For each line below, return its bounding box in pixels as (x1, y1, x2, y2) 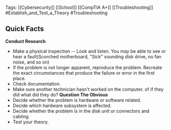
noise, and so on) (12, 59, 50, 65)
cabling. (12, 113, 30, 119)
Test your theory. (12, 119, 49, 125)
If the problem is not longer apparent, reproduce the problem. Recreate (12, 64, 162, 71)
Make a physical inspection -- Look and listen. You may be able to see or (12, 48, 166, 54)
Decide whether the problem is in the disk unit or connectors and (12, 107, 150, 114)
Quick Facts (5, 25, 44, 33)
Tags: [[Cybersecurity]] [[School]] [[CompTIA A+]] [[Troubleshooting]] (5, 5, 153, 10)
